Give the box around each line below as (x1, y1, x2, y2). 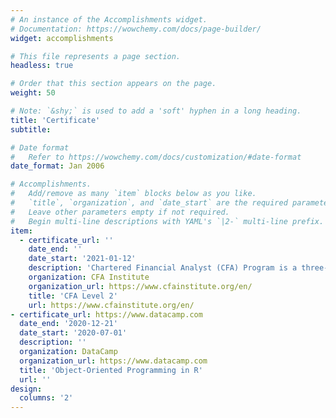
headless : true (10, 61, 74, 71)
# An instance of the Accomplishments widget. (10, 14, 208, 25)
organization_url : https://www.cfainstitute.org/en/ (28, 281, 253, 291)
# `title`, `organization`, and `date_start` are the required (10, 198, 288, 208)
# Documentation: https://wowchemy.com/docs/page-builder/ (10, 24, 262, 34)
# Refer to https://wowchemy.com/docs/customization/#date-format (10, 152, 302, 162)
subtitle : (10, 124, 52, 135)
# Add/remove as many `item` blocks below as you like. (10, 189, 257, 199)
